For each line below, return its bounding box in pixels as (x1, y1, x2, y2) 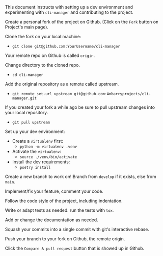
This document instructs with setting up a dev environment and (5, 4, 133, 10)
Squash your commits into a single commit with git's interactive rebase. (5, 227, 150, 232)
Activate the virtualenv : (12, 149, 61, 154)
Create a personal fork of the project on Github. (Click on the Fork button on (5, 19, 159, 25)
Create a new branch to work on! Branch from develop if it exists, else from (5, 174, 156, 179)
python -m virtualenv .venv (19, 144, 77, 149)
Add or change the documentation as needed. (5, 217, 98, 223)
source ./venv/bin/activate (19, 154, 77, 159)
